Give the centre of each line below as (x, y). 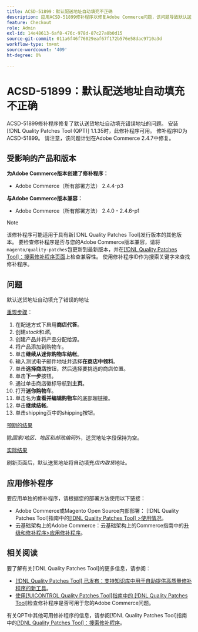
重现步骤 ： (20, 312)
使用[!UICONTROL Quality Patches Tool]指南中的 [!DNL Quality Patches (101, 595)
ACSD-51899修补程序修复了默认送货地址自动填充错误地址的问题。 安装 (93, 123)
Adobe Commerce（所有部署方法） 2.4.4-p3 (69, 186)
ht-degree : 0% (24, 55)
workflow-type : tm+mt (33, 45)
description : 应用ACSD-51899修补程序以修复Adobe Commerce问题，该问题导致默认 (97, 17)
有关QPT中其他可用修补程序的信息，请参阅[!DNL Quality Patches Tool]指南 (97, 615)
